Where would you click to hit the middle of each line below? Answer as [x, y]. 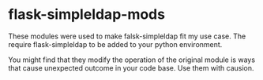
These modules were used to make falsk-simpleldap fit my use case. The [127, 36]
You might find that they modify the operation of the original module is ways [131, 60]
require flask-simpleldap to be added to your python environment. [115, 44]
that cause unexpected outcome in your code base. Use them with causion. [131, 67]
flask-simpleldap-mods [87, 15]
